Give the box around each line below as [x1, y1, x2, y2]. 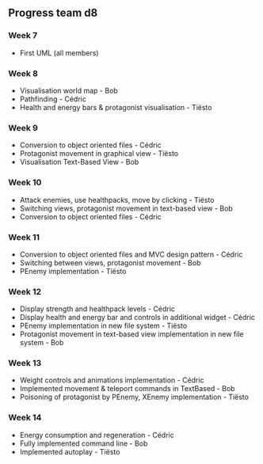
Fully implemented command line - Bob [19, 439, 148, 448]
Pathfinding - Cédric [19, 94, 87, 104]
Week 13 [8, 358, 42, 369]
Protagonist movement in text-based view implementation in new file [19, 329, 244, 339]
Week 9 [8, 122, 38, 133]
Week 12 [8, 286, 42, 297]
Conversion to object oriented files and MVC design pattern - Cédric [19, 249, 243, 259]
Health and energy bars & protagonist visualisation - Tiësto [19, 102, 212, 112]
